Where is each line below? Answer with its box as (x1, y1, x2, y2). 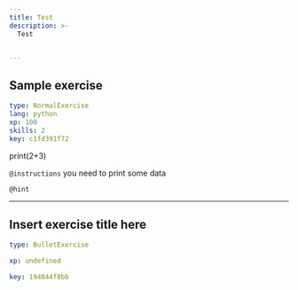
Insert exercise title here (9, 216, 146, 231)
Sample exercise (9, 77, 104, 93)
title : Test (9, 12, 53, 22)
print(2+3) (9, 150, 47, 161)
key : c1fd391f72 (9, 134, 69, 143)
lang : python (9, 110, 58, 119)
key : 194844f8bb (9, 272, 69, 282)
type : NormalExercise (9, 101, 90, 111)
